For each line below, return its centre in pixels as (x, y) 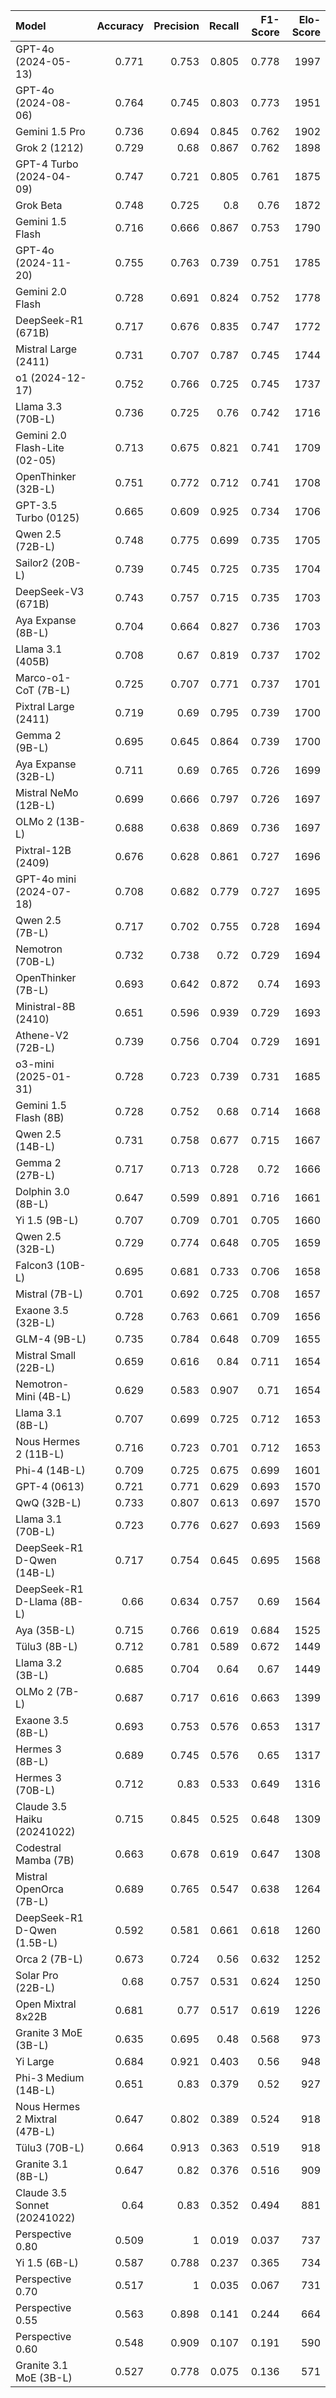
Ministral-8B (45, 1006)
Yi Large (35, 2061)
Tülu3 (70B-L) (50, 2147)
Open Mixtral (46, 2004)
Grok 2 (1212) (50, 147)
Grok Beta (39, 205)
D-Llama (36, 1601)
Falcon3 (34, 1265)
